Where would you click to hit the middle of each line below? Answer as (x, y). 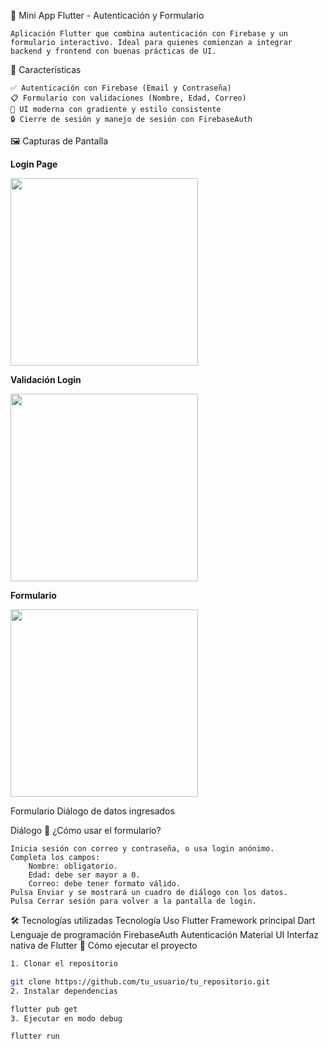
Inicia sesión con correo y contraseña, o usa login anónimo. (142, 849)
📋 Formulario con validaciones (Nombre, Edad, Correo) (128, 98)
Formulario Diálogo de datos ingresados (92, 811)
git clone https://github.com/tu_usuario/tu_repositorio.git (140, 981)
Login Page (34, 164)
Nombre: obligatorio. (73, 866)
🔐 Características (46, 69)
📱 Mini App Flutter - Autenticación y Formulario (107, 15)
